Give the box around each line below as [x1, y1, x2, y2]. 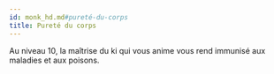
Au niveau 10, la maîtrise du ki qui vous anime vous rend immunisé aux [9, 45, 266, 55]
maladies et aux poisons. [9, 55, 100, 65]
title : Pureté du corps [9, 21, 97, 30]
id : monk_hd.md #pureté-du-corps [9, 12, 128, 22]
